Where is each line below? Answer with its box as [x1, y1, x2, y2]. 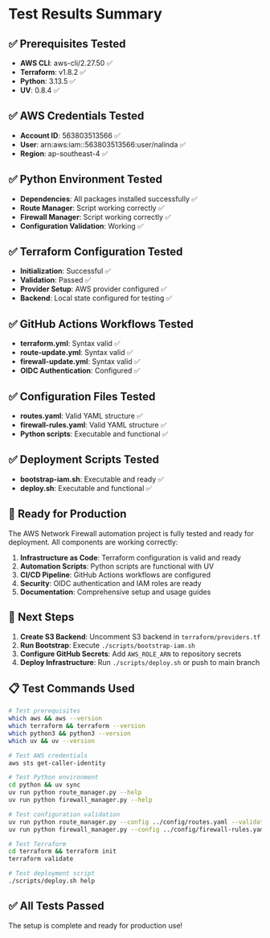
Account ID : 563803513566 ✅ [19, 130, 121, 140]
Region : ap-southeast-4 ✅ [19, 148, 108, 158]
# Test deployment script [8, 870, 95, 878]
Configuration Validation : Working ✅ [19, 221, 144, 230]
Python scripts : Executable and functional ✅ [19, 429, 169, 439]
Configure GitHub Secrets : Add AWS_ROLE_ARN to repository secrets [19, 649, 242, 659]
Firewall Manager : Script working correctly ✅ [19, 212, 171, 221]
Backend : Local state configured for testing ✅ [19, 293, 173, 303]
